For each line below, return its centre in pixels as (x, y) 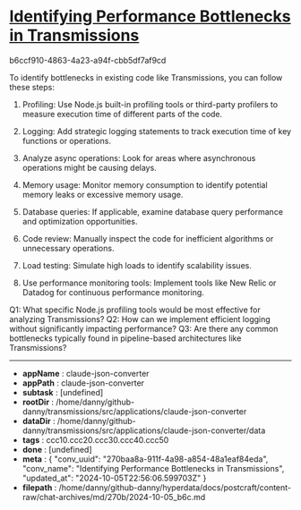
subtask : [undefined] (63, 392)
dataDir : (39, 421)
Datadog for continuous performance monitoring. (113, 292)
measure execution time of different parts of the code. (122, 114)
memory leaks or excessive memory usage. (103, 194)
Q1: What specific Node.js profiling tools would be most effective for (135, 310)
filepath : (39, 487)
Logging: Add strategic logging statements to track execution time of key (157, 131)
